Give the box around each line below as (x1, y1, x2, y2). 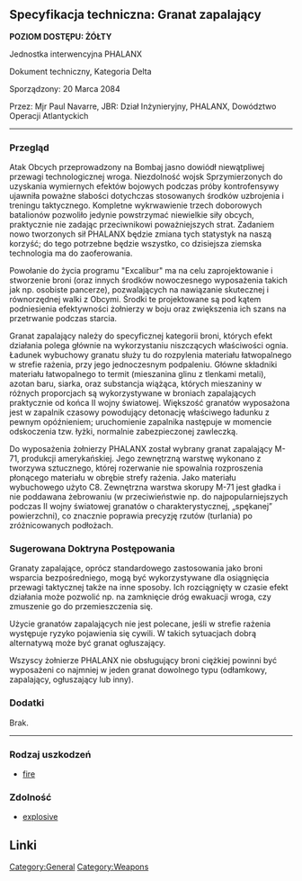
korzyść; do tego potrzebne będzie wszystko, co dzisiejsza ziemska (9, 238, 262, 249)
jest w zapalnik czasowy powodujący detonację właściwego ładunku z (9, 407, 270, 418)
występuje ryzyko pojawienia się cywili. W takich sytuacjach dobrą (9, 628, 256, 639)
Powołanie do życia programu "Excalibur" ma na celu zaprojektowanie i (9, 265, 273, 276)
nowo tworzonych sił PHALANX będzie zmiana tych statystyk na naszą (9, 229, 272, 239)
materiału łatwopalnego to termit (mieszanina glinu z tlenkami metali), (9, 369, 267, 380)
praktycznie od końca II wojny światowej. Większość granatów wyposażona (9, 398, 290, 409)
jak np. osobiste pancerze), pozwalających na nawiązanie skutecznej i (9, 284, 270, 295)
